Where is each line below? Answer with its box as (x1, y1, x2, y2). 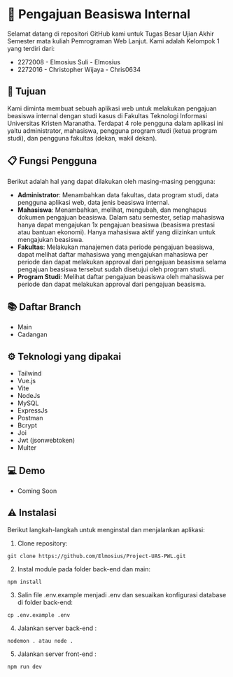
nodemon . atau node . (7, 637, 73, 644)
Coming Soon (17, 487, 57, 495)
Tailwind (17, 369, 42, 378)
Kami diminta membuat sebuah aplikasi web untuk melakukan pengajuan (7, 104, 217, 113)
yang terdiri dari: (7, 44, 55, 52)
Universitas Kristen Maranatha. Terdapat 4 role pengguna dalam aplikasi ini (7, 119, 224, 127)
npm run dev (7, 663, 42, 670)
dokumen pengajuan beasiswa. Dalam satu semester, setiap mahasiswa (17, 213, 225, 221)
